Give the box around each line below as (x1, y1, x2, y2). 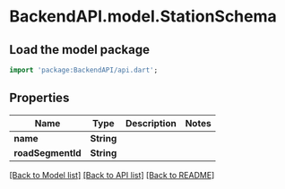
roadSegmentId (13, 146, 82, 159)
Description (125, 116, 177, 129)
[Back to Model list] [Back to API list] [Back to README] (9, 169, 215, 180)
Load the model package (9, 42, 151, 57)
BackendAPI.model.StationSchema (9, 6, 278, 27)
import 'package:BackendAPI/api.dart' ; (9, 65, 159, 74)
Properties (9, 90, 70, 106)
